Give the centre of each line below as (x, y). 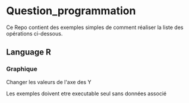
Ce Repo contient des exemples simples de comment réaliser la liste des (95, 27)
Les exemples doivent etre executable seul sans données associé (86, 94)
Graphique (22, 69)
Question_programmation (71, 11)
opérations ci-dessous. (34, 33)
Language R (29, 52)
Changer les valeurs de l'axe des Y (49, 82)
